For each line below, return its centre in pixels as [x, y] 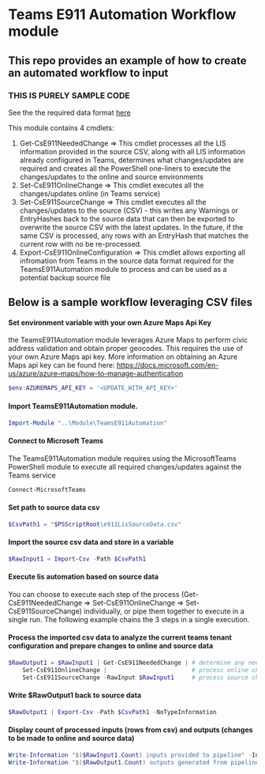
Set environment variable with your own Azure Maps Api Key [110, 323]
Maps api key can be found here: [62, 365]
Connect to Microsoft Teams [56, 441]
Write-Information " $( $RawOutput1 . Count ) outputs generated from [118, 762]
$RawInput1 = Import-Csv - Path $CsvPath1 [77, 559]
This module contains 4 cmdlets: [61, 127]
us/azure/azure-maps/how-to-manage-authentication [96, 374]
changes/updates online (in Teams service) [90, 193]
